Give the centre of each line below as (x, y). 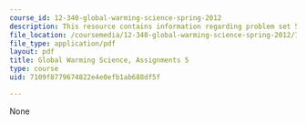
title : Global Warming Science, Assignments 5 (99, 60)
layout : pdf (32, 52)
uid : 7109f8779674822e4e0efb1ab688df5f (85, 77)
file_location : (38, 35)
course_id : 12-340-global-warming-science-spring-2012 (116, 18)
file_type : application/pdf (63, 43)
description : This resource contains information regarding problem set (150, 26)
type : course (34, 69)
